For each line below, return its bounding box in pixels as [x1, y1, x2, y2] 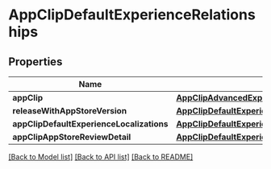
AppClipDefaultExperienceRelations [8, 6, 256, 24]
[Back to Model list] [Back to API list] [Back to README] [8, 152, 194, 162]
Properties [8, 55, 63, 68]
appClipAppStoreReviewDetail [12, 131, 131, 142]
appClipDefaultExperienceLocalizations [12, 118, 169, 130]
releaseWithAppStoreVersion [12, 105, 127, 116]
